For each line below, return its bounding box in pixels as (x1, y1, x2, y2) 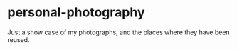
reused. (7, 35, 30, 44)
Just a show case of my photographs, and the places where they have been (7, 28, 230, 36)
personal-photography (7, 4, 145, 21)
